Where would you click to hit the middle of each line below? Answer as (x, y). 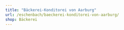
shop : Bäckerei (21, 19)
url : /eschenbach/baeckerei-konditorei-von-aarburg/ (62, 15)
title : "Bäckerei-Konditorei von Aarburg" (51, 10)
